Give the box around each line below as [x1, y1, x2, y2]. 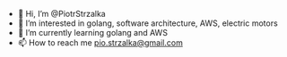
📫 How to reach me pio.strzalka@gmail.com [17, 37, 184, 48]
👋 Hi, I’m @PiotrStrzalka [17, 9, 106, 19]
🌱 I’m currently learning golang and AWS [17, 28, 169, 37]
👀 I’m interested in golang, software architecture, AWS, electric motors [17, 18, 278, 28]
